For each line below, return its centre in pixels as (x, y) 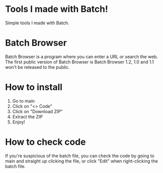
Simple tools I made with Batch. (37, 23)
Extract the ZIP (27, 116)
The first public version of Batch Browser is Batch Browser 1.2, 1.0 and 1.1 (80, 62)
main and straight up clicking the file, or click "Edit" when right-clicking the (81, 161)
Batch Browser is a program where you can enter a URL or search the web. (81, 57)
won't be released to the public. (38, 67)
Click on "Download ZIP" (37, 111)
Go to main (24, 101)
